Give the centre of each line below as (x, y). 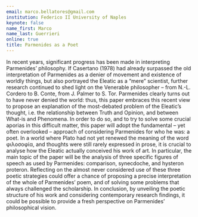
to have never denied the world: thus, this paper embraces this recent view (98, 100)
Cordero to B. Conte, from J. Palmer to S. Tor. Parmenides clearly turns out (98, 94)
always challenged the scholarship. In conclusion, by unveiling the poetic (96, 188)
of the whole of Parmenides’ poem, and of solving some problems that (93, 182)
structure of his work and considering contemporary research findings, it (96, 195)
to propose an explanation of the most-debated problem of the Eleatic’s (94, 106)
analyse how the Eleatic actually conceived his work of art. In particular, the (99, 150)
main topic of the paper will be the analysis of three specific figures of (92, 157)
